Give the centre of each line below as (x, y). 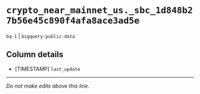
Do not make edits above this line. (48, 86)
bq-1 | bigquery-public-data (41, 36)
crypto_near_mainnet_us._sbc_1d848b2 (100, 10)
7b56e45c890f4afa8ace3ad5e (73, 21)
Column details (35, 55)
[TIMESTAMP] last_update (47, 69)
